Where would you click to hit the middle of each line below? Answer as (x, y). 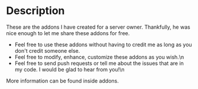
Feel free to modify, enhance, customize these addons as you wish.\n (99, 57)
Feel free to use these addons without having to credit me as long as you (103, 44)
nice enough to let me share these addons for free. (68, 33)
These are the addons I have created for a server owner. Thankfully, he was (98, 27)
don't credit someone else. (47, 50)
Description (35, 11)
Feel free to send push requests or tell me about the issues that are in (99, 63)
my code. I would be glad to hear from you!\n (70, 69)
